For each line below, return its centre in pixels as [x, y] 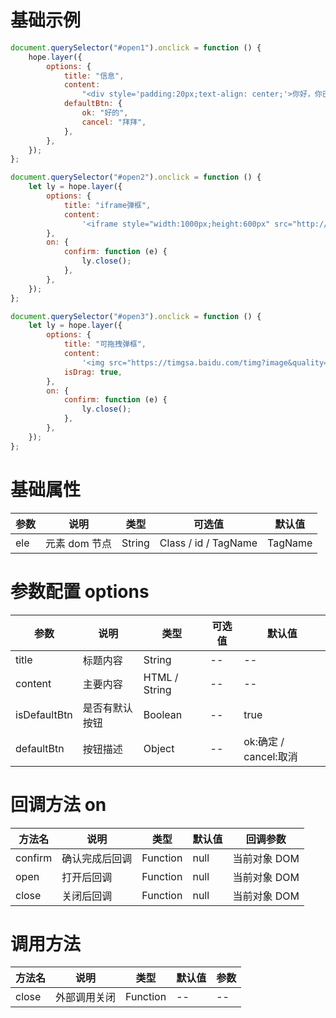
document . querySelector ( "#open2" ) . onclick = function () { [136, 177]
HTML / [161, 677]
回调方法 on [58, 804]
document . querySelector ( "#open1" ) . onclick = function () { [136, 47]
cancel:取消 [270, 756]
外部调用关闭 [86, 998]
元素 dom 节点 [79, 543]
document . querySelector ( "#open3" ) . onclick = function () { [136, 316]
